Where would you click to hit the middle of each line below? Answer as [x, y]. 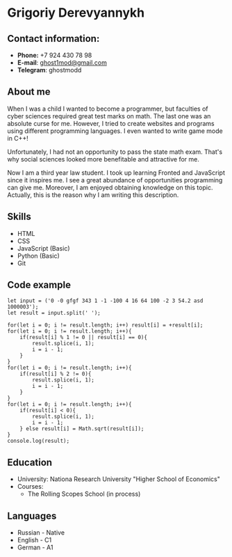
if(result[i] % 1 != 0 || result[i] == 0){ [84, 338]
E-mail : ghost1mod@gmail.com [62, 63]
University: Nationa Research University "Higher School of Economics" [119, 479]
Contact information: [53, 39]
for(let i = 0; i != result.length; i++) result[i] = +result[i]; [105, 325]
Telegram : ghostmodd [49, 70]
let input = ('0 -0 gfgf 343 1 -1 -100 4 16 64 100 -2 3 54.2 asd [105, 301]
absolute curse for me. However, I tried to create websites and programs [111, 123]
